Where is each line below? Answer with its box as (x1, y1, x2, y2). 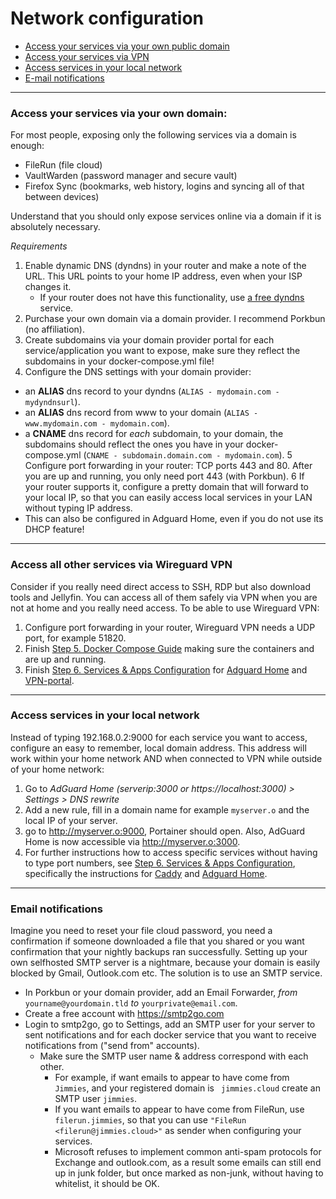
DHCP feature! (24, 523, 85, 536)
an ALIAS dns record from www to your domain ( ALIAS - (24, 407, 259, 419)
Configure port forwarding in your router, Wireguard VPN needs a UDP (24, 621, 316, 633)
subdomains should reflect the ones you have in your (24, 438, 244, 451)
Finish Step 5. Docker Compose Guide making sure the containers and (24, 642, 315, 654)
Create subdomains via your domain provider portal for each (24, 334, 275, 346)
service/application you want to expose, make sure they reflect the (24, 345, 301, 357)
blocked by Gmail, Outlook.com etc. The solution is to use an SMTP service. (10, 967, 323, 979)
